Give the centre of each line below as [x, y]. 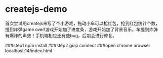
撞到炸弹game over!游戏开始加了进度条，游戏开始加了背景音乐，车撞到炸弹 [81, 29]
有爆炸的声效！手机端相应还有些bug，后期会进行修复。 [61, 35]
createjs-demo [36, 9]
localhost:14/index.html [29, 51]
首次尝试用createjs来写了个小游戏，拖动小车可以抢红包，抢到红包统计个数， [82, 23]
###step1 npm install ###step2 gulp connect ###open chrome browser [78, 45]
